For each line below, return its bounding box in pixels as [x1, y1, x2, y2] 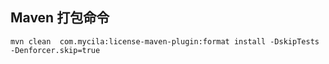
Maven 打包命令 [10, 9, 110, 27]
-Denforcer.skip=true [10, 45, 101, 55]
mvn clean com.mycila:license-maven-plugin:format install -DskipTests [10, 36, 320, 47]
